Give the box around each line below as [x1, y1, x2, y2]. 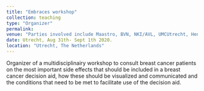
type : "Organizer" [6, 20, 53, 26]
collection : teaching [6, 15, 61, 21]
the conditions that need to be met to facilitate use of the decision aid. [6, 78, 182, 86]
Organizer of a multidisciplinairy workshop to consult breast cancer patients [6, 59, 196, 67]
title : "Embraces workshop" [6, 8, 78, 15]
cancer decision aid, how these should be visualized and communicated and [6, 72, 198, 79]
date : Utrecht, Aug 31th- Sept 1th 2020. [6, 37, 113, 43]
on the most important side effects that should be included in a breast [6, 66, 181, 73]
